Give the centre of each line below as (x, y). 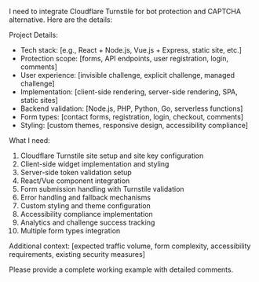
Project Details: (33, 35)
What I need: (29, 140)
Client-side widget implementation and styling (95, 164)
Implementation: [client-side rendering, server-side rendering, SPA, (129, 92)
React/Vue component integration (75, 181)
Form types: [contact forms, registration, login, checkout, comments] (132, 117)
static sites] (39, 100)
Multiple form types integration (70, 231)
